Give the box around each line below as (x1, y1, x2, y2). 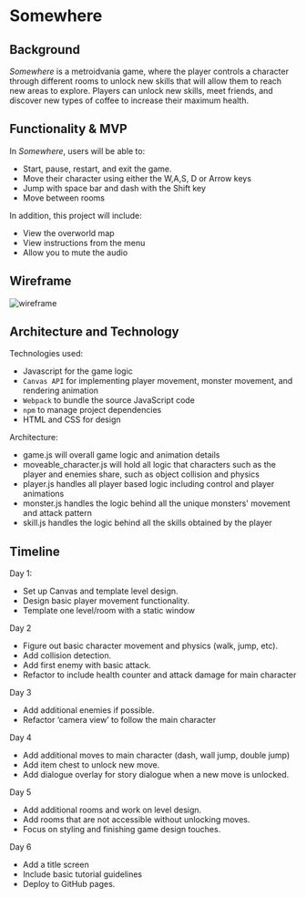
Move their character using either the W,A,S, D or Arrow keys (22, 172, 252, 183)
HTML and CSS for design (22, 414, 121, 425)
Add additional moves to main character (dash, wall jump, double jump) (22, 749, 291, 761)
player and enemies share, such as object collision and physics (22, 469, 260, 480)
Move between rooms (22, 192, 105, 203)
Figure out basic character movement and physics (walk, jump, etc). (22, 640, 279, 652)
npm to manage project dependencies (22, 405, 162, 416)
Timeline (9, 543, 61, 559)
